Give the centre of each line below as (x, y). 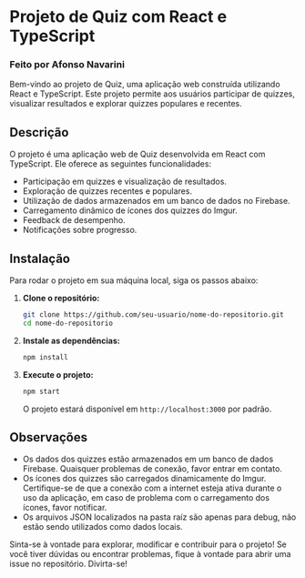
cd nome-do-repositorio (68, 323)
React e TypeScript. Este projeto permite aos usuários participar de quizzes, (152, 94)
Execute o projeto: (58, 374)
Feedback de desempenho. (74, 220)
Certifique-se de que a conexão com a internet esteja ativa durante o (152, 488)
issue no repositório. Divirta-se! (68, 564)
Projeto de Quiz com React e (118, 17)
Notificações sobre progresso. (80, 230)
